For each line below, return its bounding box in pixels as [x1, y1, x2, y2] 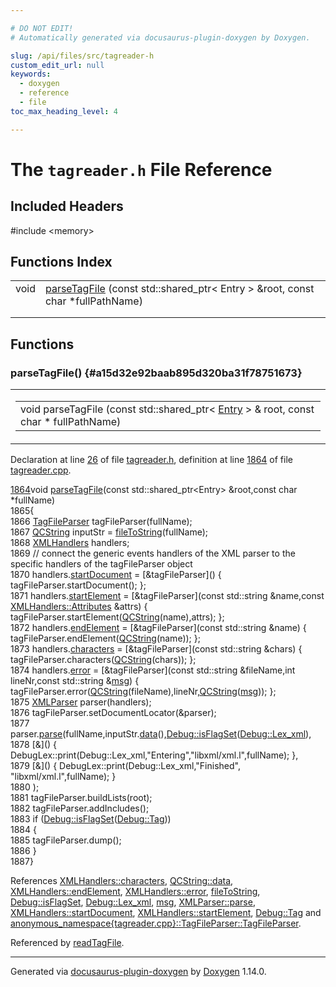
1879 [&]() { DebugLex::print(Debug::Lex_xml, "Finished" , [10, 760, 241, 772]
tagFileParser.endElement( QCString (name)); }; [10, 632, 201, 645]
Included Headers [10, 198, 124, 215]
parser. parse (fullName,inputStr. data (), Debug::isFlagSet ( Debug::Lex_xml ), [10, 728, 312, 740]
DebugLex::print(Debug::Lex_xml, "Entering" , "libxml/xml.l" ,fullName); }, [10, 749, 299, 761]
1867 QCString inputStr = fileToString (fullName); [10, 526, 209, 538]
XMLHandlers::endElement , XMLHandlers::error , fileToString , [10, 886, 261, 898]
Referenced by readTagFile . [10, 937, 125, 949]
